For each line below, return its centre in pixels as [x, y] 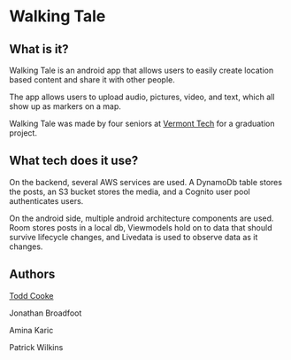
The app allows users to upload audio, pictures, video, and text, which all [142, 97]
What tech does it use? [74, 161]
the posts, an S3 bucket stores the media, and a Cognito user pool [130, 192]
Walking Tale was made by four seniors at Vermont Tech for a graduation [142, 123]
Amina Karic [31, 330]
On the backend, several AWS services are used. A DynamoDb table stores [146, 182]
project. [23, 133]
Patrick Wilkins [36, 347]
